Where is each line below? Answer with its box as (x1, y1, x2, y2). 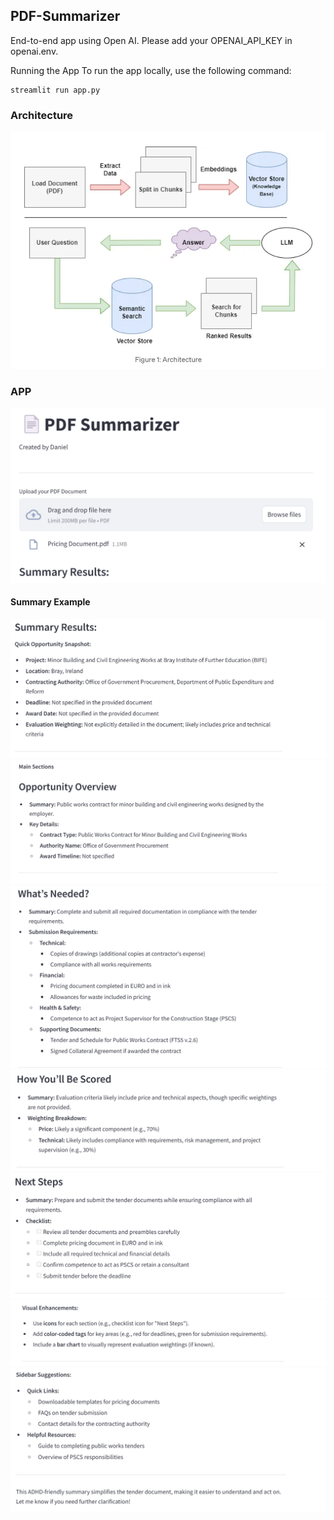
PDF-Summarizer (10, 8, 121, 25)
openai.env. (10, 45, 59, 57)
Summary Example (10, 596, 91, 608)
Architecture (10, 108, 74, 122)
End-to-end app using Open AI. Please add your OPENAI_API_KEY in (10, 34, 293, 46)
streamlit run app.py (10, 85, 101, 95)
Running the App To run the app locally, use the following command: (10, 64, 292, 76)
